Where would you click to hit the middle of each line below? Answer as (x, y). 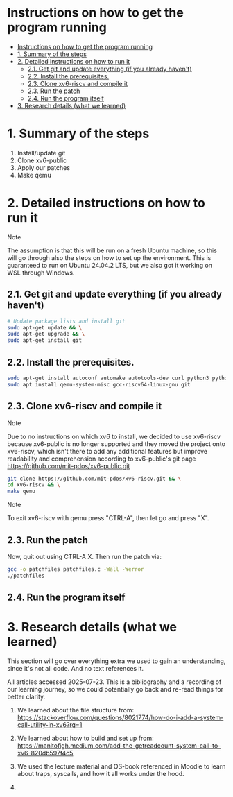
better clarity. (26, 697)
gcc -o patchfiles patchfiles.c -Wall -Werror (76, 569)
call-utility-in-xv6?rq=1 (50, 725)
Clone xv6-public (42, 160)
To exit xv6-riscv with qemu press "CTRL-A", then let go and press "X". (108, 518)
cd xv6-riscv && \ (34, 485)
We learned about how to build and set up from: (85, 738)
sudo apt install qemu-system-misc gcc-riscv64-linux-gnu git (99, 384)
